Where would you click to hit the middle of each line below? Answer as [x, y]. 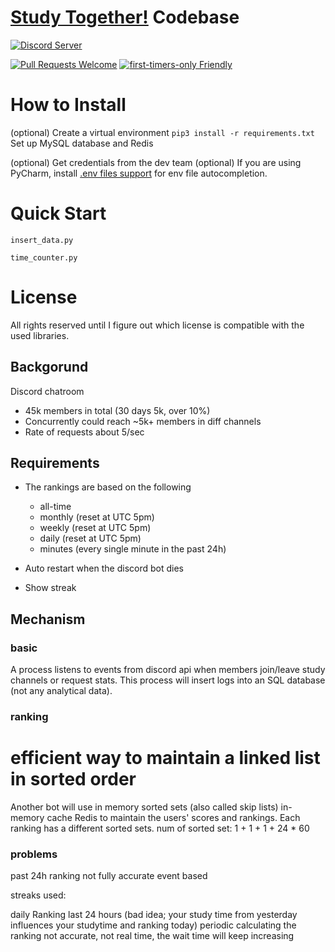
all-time [55, 507]
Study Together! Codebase [125, 17]
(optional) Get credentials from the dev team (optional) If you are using [156, 162]
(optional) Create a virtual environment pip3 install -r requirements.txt [162, 132]
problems [34, 854]
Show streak [50, 588]
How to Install [68, 105]
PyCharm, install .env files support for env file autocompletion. [139, 173]
